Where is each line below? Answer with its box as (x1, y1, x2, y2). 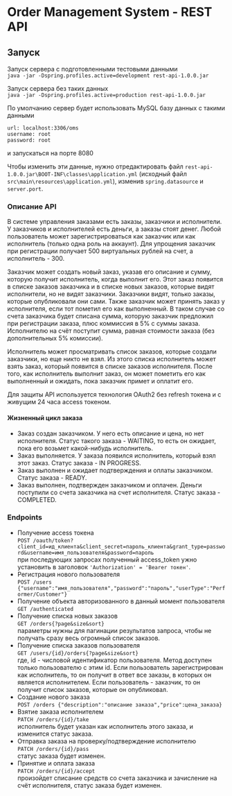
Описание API (7, 202, 57, 211)
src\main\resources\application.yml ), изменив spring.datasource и (7, 178, 204, 185)
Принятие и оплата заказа (17, 759, 96, 767)
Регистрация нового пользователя (17, 570, 121, 578)
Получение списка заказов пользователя (17, 641, 141, 649)
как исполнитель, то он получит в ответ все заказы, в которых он (17, 670, 212, 679)
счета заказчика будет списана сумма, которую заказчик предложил (7, 312, 214, 320)
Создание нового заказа (17, 693, 90, 701)
